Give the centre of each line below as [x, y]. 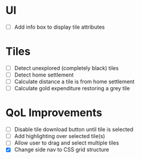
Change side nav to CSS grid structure [62, 149]
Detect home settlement [44, 75]
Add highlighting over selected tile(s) [59, 136]
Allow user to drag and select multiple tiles [67, 143]
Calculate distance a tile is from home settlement [74, 82]
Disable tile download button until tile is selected [74, 130]
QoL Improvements [54, 113]
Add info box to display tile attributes [59, 27]
